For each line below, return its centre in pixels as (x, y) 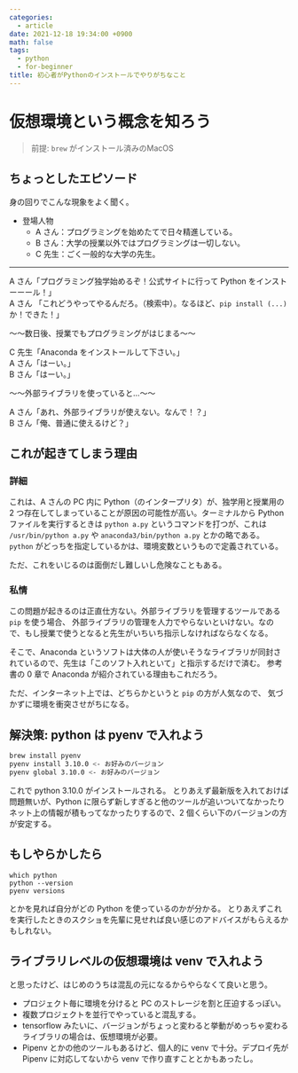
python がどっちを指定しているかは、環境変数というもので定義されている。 (146, 546)
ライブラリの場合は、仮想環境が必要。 (92, 1036)
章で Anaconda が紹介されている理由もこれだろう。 (128, 674)
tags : (19, 51)
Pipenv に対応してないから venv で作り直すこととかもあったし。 (140, 1058)
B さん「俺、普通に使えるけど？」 (71, 423)
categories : (31, 17)
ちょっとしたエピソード (73, 179)
